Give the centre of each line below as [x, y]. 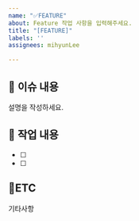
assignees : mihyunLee [44, 45]
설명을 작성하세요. [36, 107]
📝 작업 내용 [34, 135]
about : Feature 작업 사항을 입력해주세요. [70, 23]
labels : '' [26, 38]
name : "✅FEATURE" [38, 16]
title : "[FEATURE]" [41, 30]
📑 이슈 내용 [34, 87]
